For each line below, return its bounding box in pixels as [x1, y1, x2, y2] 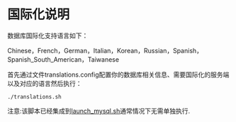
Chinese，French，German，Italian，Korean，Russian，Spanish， [7, 46, 203, 55]
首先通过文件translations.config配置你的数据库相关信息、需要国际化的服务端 [7, 70, 230, 79]
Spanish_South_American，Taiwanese [7, 55, 119, 64]
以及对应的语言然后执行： [7, 79, 82, 87]
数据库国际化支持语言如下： [7, 31, 89, 40]
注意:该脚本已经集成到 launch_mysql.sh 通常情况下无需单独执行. [7, 106, 191, 115]
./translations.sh [7, 93, 62, 100]
